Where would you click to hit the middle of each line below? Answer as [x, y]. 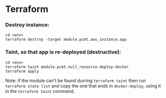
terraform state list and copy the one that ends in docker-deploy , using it [83, 85]
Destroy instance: [27, 25]
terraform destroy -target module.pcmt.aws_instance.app [66, 39]
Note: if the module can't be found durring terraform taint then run [76, 80]
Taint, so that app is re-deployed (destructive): [63, 52]
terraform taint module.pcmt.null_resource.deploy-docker [67, 67]
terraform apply [22, 71]
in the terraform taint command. [40, 91]
